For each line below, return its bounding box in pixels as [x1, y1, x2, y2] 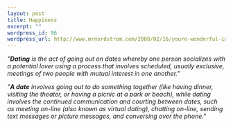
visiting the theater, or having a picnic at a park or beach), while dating [7, 90, 212, 99]
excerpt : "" [7, 23, 42, 30]
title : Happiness [7, 17, 58, 23]
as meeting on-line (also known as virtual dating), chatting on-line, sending [7, 105, 223, 113]
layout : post [7, 10, 45, 17]
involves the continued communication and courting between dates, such [7, 97, 218, 106]
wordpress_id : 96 [7, 29, 58, 37]
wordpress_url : [7, 36, 51, 43]
